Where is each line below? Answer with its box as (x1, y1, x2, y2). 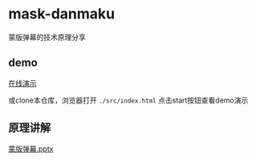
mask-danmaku (8, 5, 116, 23)
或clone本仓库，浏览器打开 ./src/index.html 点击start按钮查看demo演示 (8, 95, 249, 105)
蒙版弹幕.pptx (8, 143, 54, 153)
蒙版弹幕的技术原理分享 (8, 32, 86, 42)
